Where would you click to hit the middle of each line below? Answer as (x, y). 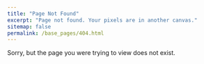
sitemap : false (29, 26)
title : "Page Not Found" (43, 14)
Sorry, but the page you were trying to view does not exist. (91, 53)
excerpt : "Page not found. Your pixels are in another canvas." (102, 20)
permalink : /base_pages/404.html (56, 33)
